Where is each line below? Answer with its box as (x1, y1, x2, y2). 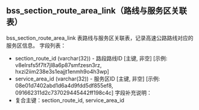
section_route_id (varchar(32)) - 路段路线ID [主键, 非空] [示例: (14, 54, 168, 62)
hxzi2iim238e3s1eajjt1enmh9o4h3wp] (14, 68, 110, 75)
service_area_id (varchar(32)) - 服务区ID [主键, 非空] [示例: (14, 75, 160, 82)
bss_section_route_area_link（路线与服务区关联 (6, 5, 187, 16)
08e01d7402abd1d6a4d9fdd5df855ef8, (14, 82, 113, 89)
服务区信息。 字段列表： (6, 42, 66, 49)
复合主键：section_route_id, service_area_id (14, 96, 125, 104)
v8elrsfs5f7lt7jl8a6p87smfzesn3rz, (14, 61, 102, 68)
